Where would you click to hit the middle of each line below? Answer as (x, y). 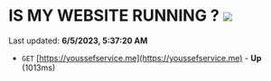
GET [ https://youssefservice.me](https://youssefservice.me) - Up (141, 58)
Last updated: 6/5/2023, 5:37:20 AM (78, 40)
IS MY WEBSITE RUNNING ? (114, 16)
